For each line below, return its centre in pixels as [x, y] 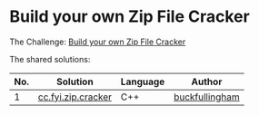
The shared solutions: [50, 59]
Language [143, 81]
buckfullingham [207, 97]
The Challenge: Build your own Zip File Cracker [98, 42]
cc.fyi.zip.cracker [75, 97]
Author [207, 81]
